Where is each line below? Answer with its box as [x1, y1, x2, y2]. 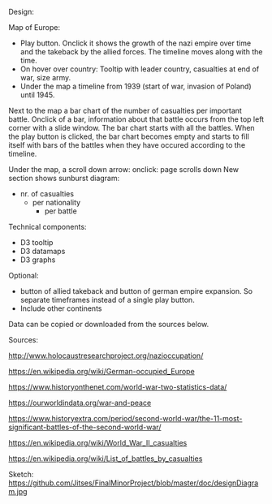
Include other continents [19, 304, 102, 313]
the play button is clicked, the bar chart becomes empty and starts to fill [8, 131, 249, 141]
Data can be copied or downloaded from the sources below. [8, 320, 209, 329]
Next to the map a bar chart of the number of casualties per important [8, 106, 242, 115]
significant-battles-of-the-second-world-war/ [8, 422, 162, 432]
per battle [44, 206, 77, 216]
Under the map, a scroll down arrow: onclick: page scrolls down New [8, 165, 240, 174]
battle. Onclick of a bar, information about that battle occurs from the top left [8, 114, 265, 124]
